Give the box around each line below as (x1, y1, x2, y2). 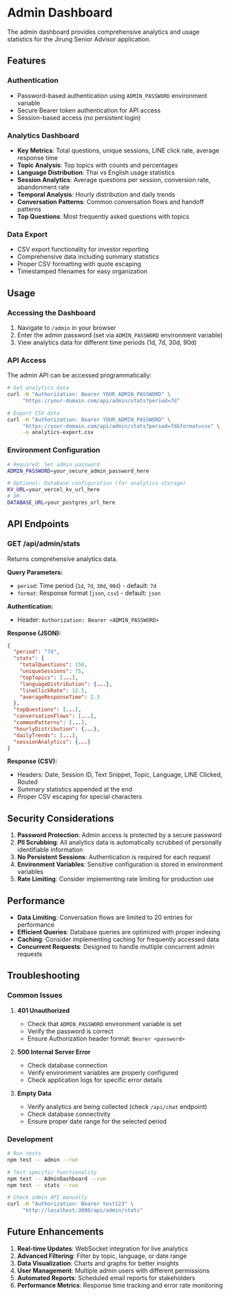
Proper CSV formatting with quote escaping (17, 260, 141, 268)
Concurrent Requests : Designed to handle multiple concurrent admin (17, 943, 215, 951)
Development (7, 1134, 54, 1143)
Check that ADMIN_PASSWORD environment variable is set (27, 1019, 182, 1028)
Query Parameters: (7, 568, 63, 576)
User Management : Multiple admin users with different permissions (17, 1266, 210, 1275)
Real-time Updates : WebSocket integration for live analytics (17, 1244, 188, 1253)
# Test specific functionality (7, 1168, 97, 1176)
